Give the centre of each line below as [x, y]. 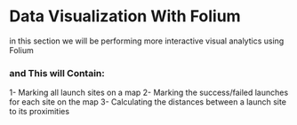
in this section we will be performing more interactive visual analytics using [147, 41]
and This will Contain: [57, 73]
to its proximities [39, 112]
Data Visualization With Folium [125, 16]
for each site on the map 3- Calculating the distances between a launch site [148, 102]
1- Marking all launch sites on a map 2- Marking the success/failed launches [149, 93]
